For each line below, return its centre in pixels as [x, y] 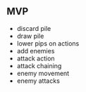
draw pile [30, 36]
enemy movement [43, 73]
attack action [36, 58]
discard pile [34, 28]
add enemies [36, 51]
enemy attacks [38, 81]
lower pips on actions [48, 43]
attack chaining [39, 65]
